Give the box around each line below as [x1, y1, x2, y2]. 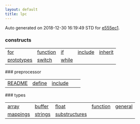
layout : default [5, 7, 38, 12]
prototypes [7, 56, 32, 63]
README [7, 80, 28, 86]
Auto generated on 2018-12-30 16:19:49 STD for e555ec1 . [5, 25, 120, 30]
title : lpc [5, 12, 27, 16]
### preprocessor [5, 69, 41, 75]
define [32, 80, 47, 86]
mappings [7, 110, 31, 117]
